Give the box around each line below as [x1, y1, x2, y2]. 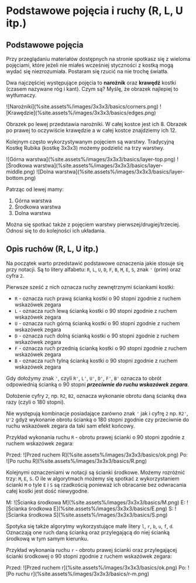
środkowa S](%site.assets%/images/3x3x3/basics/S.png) [28, 511, 168, 518]
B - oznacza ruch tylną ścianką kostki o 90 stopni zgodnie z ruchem [14, 357, 178, 364]
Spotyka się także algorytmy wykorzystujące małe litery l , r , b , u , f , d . [6, 523, 174, 530]
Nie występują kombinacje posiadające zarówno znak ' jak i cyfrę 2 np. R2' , [6, 410, 188, 417]
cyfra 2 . [6, 272, 25, 279]
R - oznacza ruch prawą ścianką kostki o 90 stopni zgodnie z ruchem [14, 295, 181, 302]
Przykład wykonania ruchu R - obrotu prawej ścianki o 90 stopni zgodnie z [6, 434, 185, 441]
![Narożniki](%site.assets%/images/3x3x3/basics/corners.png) [6, 103, 159, 110]
